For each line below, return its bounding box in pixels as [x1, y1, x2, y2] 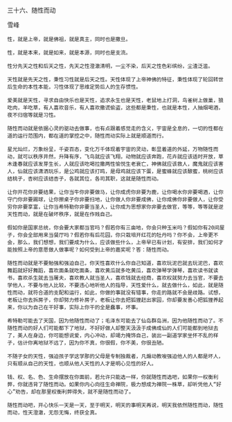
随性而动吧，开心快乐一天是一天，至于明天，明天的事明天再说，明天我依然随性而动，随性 [7, 402, 224, 409]
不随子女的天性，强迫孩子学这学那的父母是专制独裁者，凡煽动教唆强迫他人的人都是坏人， [7, 353, 224, 360]
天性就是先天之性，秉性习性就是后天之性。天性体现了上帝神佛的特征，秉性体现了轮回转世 [7, 76, 224, 83]
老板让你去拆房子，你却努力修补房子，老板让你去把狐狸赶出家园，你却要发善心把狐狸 [7, 297, 213, 304]
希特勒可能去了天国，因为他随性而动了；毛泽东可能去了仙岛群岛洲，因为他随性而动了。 [7, 317, 219, 324]
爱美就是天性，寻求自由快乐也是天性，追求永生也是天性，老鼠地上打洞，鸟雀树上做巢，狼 [7, 97, 224, 104]
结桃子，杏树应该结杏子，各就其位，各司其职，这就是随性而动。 [7, 175, 162, 182]
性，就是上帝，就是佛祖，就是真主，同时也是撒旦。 [7, 36, 132, 43]
